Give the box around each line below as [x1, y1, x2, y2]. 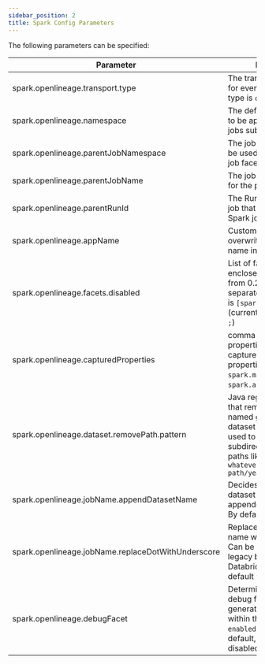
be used [227, 147, 258, 158]
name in [227, 245, 258, 256]
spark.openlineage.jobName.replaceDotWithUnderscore [12, 546, 221, 557]
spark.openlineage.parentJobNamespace [12, 147, 166, 158]
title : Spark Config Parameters [8, 19, 114, 27]
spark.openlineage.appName [12, 235, 120, 246]
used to [227, 431, 256, 442]
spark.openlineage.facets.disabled [12, 287, 140, 298]
